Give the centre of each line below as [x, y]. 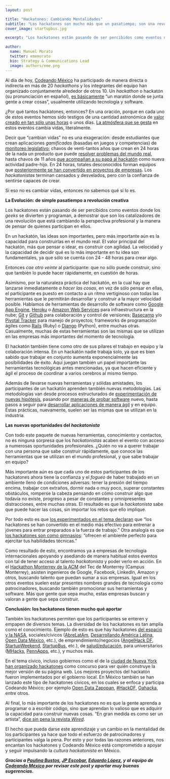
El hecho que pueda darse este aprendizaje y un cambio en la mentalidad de [85, 729]
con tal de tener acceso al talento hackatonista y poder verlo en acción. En [83, 561]
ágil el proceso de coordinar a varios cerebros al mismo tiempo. [72, 373]
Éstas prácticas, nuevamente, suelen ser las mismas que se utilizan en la [81, 410]
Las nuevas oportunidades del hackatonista [53, 425]
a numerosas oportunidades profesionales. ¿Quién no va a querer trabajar [82, 446]
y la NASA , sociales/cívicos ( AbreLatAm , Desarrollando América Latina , [80, 635]
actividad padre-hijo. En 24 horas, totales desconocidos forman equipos [81, 164]
